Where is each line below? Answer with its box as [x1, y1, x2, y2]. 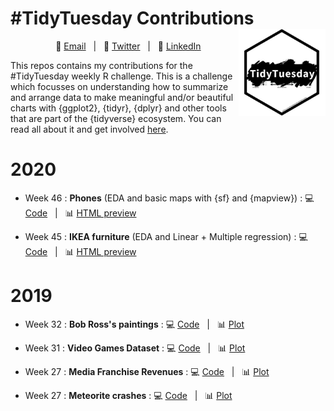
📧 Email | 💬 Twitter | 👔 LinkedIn [55, 40, 202, 52]
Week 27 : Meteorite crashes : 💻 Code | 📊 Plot [24, 389, 233, 401]
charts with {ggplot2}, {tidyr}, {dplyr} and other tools [10, 102, 227, 114]
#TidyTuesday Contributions [10, 7, 255, 30]
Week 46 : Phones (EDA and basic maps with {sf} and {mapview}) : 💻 [24, 192, 315, 204]
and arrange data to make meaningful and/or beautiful [10, 91, 234, 103]
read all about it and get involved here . [10, 123, 169, 135]
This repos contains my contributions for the [10, 59, 193, 71]
